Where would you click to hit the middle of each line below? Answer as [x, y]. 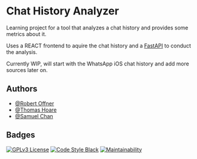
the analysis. [22, 52]
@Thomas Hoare [36, 110]
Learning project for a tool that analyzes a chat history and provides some [97, 28]
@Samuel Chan [34, 116]
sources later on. [27, 70]
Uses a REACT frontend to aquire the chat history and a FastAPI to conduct [99, 46]
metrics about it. [26, 34]
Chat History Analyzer [63, 11]
